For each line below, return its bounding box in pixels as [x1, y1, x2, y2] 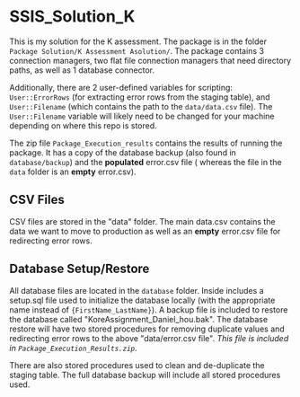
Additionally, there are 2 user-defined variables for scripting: [9, 82, 234, 93]
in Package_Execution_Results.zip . [9, 342, 137, 353]
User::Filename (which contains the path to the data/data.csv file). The [9, 101, 273, 111]
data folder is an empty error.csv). [9, 166, 137, 177]
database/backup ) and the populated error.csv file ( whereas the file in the [9, 156, 282, 167]
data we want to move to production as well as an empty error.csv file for [9, 225, 281, 236]
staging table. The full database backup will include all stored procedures [9, 369, 281, 380]
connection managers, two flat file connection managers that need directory [9, 55, 292, 66]
